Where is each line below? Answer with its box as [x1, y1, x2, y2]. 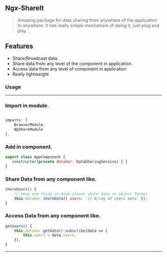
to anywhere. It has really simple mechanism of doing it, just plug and [17, 22, 160, 28]
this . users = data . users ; [23, 233, 77, 238]
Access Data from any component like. [5, 212, 101, 219]
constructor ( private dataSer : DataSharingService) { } [11, 159, 128, 164]
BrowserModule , [14, 123, 46, 128]
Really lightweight [12, 71, 49, 77]
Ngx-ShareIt [5, 4, 44, 12]
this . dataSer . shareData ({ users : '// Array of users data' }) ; [14, 196, 148, 201]
